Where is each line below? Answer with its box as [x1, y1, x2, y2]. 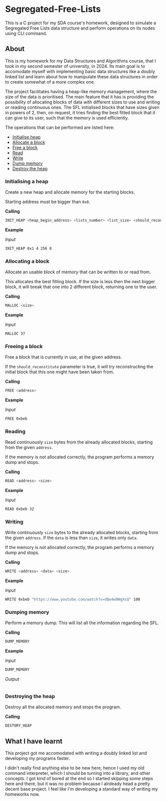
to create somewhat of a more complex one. [5, 79, 95, 85]
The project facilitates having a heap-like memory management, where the [5, 88, 157, 95]
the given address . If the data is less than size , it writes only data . [5, 535, 138, 541]
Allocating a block [5, 257, 49, 264]
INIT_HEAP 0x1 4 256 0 [5, 246, 52, 251]
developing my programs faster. [5, 755, 70, 761]
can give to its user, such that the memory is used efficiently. [5, 115, 129, 121]
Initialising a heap [5, 178, 48, 185]
